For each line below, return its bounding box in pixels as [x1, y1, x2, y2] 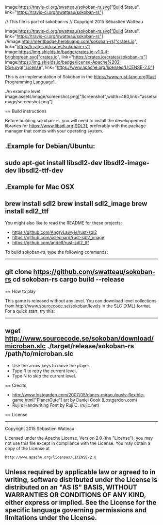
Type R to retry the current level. [12, 368, 77, 374]
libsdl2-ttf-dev [17, 166, 64, 174]
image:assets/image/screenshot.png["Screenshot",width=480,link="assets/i [5, 94, 158, 99]
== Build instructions [5, 108, 47, 114]
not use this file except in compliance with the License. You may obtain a [5, 440, 150, 446]
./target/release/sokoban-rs [47, 342, 134, 350]
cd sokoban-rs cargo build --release [13, 275, 125, 284]
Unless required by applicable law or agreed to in [5, 468, 156, 476]
